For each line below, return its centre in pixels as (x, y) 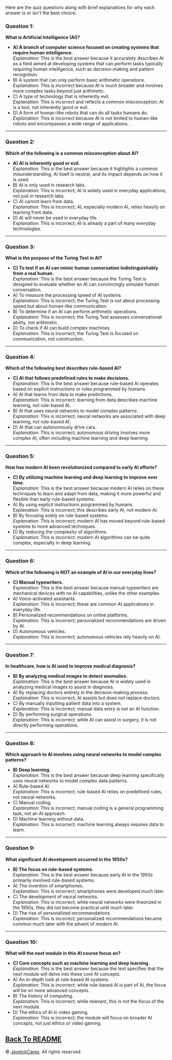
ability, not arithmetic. (36, 322)
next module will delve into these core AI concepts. (67, 974)
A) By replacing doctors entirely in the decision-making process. (81, 693)
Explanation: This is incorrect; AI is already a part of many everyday (84, 223)
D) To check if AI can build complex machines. (62, 328)
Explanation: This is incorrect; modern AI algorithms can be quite (81, 537)
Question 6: (20, 561)
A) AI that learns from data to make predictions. (63, 395)
